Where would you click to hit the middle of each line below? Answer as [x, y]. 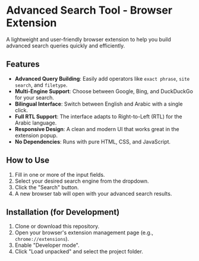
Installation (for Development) [63, 212]
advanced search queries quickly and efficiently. [66, 46]
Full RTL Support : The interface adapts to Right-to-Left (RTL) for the [98, 116]
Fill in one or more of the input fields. [60, 174]
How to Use [28, 160]
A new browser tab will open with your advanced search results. [93, 193]
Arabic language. [36, 123]
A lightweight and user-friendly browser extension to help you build [89, 39]
